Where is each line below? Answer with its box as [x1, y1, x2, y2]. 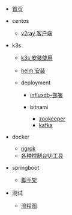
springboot [11, 164, 40, 171]
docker [11, 133, 30, 140]
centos [11, 17, 29, 24]
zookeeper [38, 115, 66, 122]
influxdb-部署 [29, 92, 63, 98]
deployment [20, 79, 51, 86]
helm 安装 [20, 67, 46, 74]
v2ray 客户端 [20, 30, 53, 37]
